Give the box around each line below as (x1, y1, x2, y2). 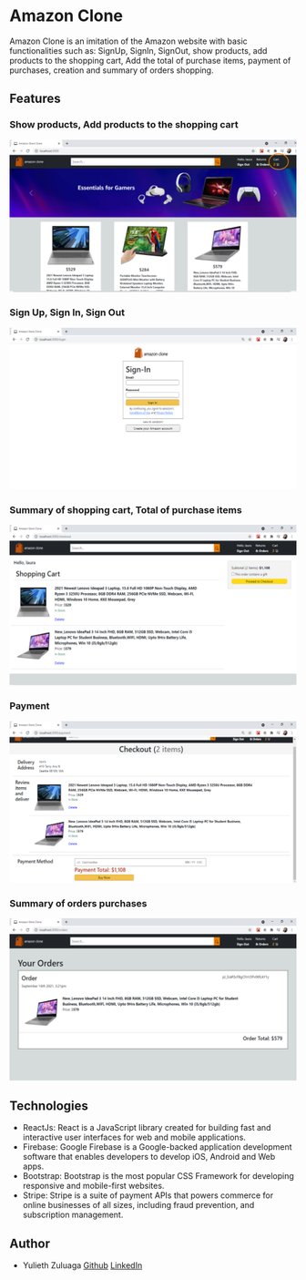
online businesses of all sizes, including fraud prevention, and (22, 1200, 255, 1211)
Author (9, 1235, 50, 1251)
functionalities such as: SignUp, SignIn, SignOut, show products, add (9, 45, 268, 56)
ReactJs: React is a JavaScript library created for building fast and (22, 1122, 271, 1133)
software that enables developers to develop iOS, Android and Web (22, 1152, 276, 1162)
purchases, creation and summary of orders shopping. (9, 65, 214, 76)
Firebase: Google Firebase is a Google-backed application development (22, 1142, 293, 1152)
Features (9, 91, 61, 107)
